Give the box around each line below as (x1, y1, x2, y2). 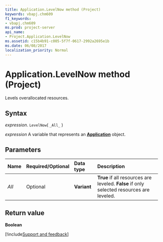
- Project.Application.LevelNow (5, 35, 70, 39)
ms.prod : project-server (5, 25, 55, 30)
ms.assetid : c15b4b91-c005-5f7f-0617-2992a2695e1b (5, 39, 110, 44)
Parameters (5, 145, 41, 154)
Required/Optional (26, 163, 69, 170)
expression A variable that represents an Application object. (5, 132, 126, 138)
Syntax (5, 109, 27, 117)
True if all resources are (97, 174, 152, 181)
